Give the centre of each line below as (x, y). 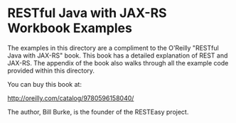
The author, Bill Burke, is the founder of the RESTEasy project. (98, 112)
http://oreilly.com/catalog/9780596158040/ (71, 98)
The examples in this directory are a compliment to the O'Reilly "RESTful (113, 48)
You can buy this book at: (44, 84)
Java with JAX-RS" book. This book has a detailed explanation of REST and (118, 55)
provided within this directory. (51, 70)
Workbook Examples (70, 28)
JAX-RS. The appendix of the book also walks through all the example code (118, 63)
